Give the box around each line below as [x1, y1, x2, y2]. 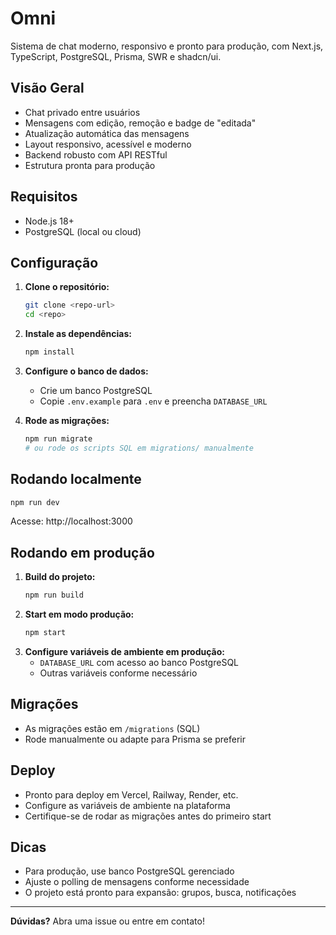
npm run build [24, 590, 84, 601]
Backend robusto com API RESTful [24, 148, 168, 161]
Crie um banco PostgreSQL [39, 385, 153, 396]
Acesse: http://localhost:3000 [10, 515, 133, 527]
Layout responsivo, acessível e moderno [24, 138, 192, 150]
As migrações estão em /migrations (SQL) [24, 722, 201, 734]
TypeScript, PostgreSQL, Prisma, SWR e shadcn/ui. [10, 50, 222, 62]
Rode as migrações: [24, 415, 110, 426]
